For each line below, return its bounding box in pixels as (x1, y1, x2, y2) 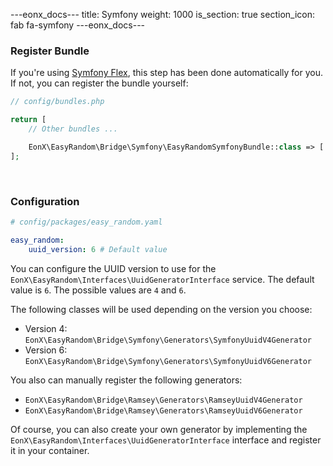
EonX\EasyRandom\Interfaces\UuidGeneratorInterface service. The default (10, 273, 315, 285)
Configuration (10, 194, 80, 208)
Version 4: (24, 322, 68, 334)
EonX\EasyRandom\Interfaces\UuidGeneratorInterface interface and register (10, 434, 322, 446)
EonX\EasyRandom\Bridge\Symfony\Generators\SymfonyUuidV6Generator (24, 356, 312, 366)
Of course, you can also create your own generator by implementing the (10, 423, 308, 435)
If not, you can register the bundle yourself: (10, 77, 189, 89)
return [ (10, 115, 47, 125)
